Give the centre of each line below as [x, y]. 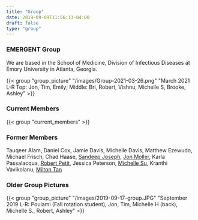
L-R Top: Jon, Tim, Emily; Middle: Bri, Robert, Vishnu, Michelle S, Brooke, [96, 87]
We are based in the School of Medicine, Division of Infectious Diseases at [98, 62]
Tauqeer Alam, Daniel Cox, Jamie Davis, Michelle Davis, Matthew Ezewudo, [99, 150]
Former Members [32, 137]
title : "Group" [25, 12]
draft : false [22, 23]
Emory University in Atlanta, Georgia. [52, 69]
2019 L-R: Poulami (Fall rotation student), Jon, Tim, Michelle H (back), [92, 204]
